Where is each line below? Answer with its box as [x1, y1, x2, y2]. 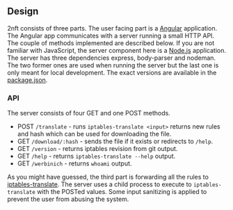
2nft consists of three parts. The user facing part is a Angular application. [7, 24, 218, 32]
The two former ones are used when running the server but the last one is [7, 60, 219, 69]
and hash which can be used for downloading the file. [17, 130, 172, 138]
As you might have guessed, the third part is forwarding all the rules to [7, 173, 209, 181]
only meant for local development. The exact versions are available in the [7, 68, 217, 76]
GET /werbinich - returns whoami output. [17, 159, 132, 168]
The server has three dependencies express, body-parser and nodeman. [7, 54, 216, 62]
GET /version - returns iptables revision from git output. [17, 145, 178, 153]
